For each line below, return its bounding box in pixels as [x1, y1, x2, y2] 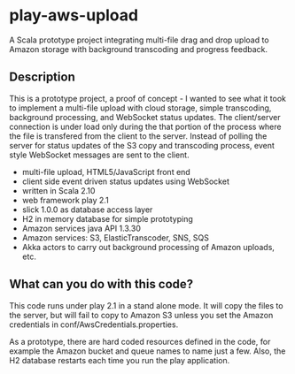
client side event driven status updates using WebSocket [21, 176, 230, 187]
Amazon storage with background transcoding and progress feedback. [9, 43, 268, 54]
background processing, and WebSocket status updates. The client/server [9, 111, 281, 122]
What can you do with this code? [9, 277, 194, 292]
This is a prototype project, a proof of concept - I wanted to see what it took [9, 93, 286, 103]
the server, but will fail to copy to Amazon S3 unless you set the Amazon [9, 309, 274, 320]
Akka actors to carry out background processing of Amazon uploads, [21, 241, 275, 252]
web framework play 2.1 [21, 195, 109, 205]
